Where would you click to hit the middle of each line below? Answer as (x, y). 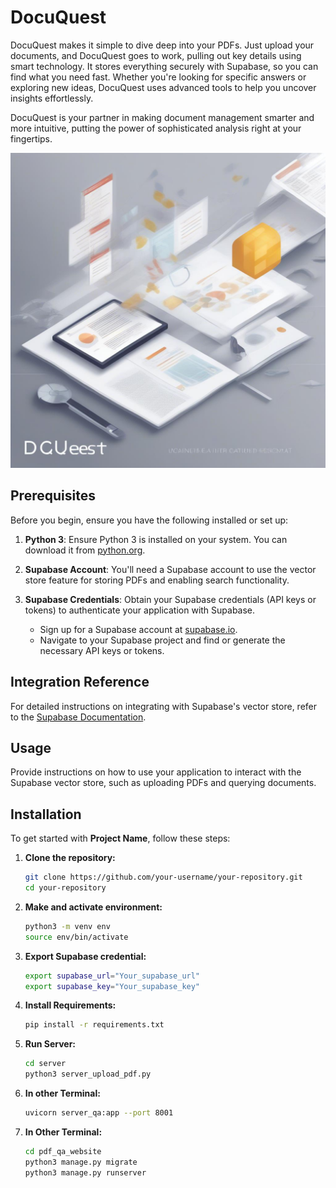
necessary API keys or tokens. (102, 650)
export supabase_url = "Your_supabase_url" (112, 976)
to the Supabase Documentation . (78, 717)
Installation (46, 814)
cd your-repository (65, 888)
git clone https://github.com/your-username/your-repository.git (163, 877)
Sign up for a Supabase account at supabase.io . (138, 629)
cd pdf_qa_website (63, 1151)
